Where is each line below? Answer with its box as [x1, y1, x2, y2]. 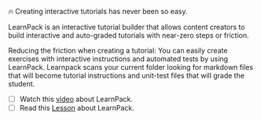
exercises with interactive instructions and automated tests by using [8, 54, 229, 64]
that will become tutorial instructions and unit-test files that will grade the [8, 71, 245, 80]
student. [8, 79, 35, 89]
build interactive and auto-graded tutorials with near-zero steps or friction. [8, 31, 249, 40]
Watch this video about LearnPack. [19, 94, 134, 104]
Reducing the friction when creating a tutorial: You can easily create [8, 46, 228, 55]
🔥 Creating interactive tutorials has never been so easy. [8, 7, 188, 16]
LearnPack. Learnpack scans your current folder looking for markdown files [8, 63, 254, 71]
